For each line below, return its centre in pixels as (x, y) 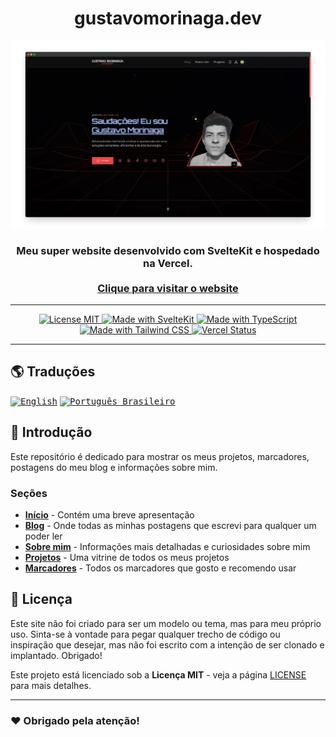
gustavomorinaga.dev (168, 18)
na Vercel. (168, 263)
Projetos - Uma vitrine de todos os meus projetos (127, 557)
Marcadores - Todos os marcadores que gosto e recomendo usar (160, 568)
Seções (29, 493)
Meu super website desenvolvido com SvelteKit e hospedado (168, 250)
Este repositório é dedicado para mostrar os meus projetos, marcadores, (160, 456)
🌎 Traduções (53, 372)
